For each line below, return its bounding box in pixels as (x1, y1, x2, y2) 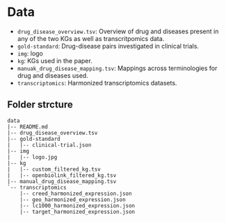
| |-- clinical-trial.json (7, 142, 92, 148)
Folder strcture (7, 99, 73, 111)
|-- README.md (7, 123, 49, 130)
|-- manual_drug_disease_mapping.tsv (7, 178, 117, 185)
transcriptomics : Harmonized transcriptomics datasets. (17, 78, 177, 87)
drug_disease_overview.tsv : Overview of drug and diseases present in (17, 27, 219, 35)
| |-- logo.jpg (7, 153, 58, 160)
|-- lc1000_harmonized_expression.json (19, 202, 136, 209)
